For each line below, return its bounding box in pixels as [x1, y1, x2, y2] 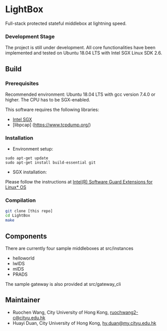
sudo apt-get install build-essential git [5, 160, 96, 165]
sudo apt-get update [5, 156, 49, 161]
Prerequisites [5, 80, 39, 87]
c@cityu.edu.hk [12, 314, 45, 320]
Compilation [5, 197, 36, 204]
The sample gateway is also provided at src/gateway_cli [5, 281, 121, 287]
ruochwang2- [109, 309, 139, 315]
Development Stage [5, 33, 55, 40]
